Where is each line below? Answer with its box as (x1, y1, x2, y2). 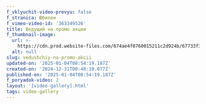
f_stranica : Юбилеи (6, 15, 56, 21)
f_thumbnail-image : (6, 32, 56, 38)
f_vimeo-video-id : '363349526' (6, 20, 86, 26)
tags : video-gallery (6, 89, 59, 95)
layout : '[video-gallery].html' (6, 83, 89, 89)
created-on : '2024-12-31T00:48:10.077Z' (6, 65, 112, 72)
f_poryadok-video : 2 (6, 77, 59, 83)
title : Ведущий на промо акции (6, 26, 86, 32)
